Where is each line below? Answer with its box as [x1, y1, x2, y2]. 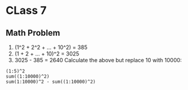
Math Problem [5, 28, 60, 38]
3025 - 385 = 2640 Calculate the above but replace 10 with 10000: [14, 57, 182, 63]
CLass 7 [5, 4, 47, 18]
